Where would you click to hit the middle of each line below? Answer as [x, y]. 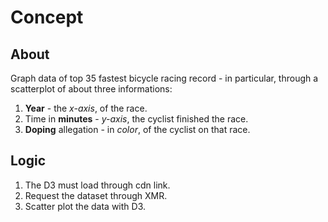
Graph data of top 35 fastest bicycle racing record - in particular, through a [164, 78]
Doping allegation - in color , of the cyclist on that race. [137, 129]
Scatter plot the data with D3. [85, 206]
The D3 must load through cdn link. [97, 185]
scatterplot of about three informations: [91, 89]
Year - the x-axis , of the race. [86, 108]
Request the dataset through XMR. [96, 195]
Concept [47, 17]
